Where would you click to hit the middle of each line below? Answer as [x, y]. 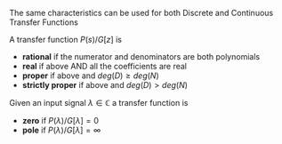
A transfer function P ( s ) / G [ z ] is [66, 40]
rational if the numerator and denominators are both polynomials [141, 56]
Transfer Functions [44, 22]
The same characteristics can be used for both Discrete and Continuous [141, 13]
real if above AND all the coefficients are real [104, 66]
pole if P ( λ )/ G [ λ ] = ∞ [61, 130]
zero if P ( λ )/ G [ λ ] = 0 [60, 120]
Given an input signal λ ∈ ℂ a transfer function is [99, 103]
